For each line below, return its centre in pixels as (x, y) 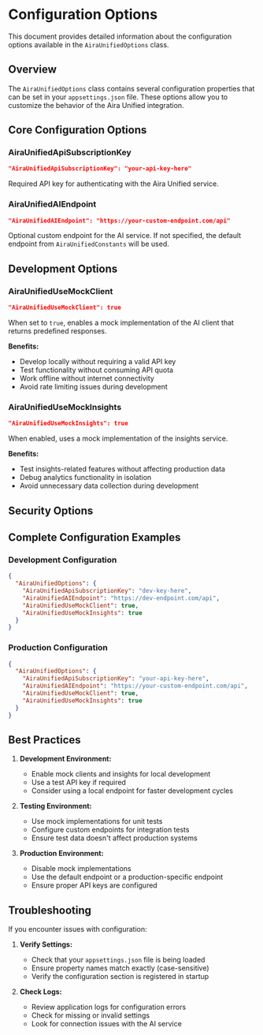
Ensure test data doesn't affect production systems (115, 838)
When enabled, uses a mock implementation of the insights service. (118, 438)
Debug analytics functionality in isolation (85, 478)
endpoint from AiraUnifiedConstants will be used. (89, 244)
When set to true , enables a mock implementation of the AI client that (121, 323)
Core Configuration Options (78, 130)
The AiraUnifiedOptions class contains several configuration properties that (131, 88)
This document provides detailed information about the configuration (120, 36)
